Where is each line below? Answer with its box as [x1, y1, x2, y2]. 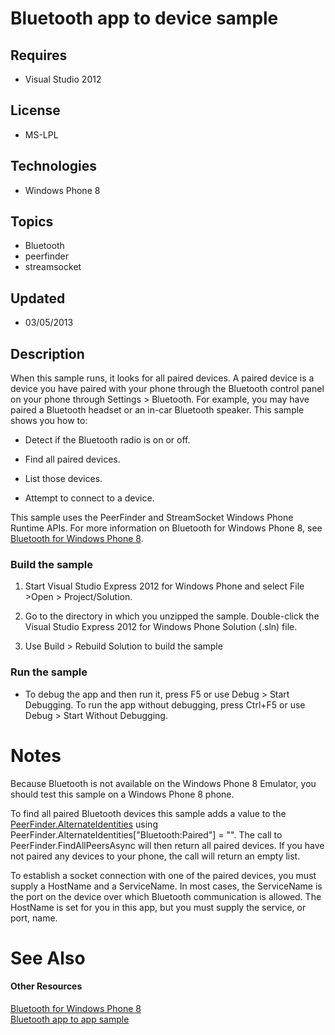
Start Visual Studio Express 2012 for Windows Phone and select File [24, 580, 305, 592]
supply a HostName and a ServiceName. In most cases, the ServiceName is [10, 880, 323, 892]
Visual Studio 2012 [24, 73, 102, 85]
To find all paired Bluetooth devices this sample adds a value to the [10, 807, 287, 819]
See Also [10, 947, 86, 969]
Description [10, 345, 85, 362]
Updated [10, 290, 66, 307]
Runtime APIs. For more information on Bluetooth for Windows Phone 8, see [10, 522, 323, 534]
